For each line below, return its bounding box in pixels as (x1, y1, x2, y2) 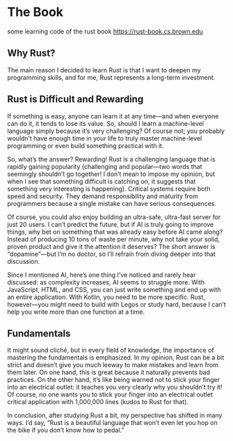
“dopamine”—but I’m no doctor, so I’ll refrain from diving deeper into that (7, 250, 216, 258)
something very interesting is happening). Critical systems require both (7, 184, 211, 193)
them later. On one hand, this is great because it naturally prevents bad (7, 368, 211, 376)
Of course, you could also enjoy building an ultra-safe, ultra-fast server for (7, 213, 221, 221)
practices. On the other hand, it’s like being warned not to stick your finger (7, 376, 220, 384)
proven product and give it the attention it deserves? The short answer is (7, 242, 216, 250)
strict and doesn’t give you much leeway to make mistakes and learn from (7, 361, 219, 369)
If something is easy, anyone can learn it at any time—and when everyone (7, 112, 219, 120)
